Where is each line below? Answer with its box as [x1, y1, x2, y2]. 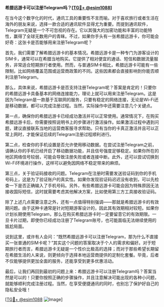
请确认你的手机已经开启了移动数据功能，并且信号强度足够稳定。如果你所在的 [5, 148, 159, 153]
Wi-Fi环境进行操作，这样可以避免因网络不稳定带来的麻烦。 [5, 160, 123, 166]
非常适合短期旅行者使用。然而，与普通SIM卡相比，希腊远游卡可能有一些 [13, 62, 159, 68]
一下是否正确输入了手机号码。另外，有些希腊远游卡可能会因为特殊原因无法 [9, 183, 159, 188]
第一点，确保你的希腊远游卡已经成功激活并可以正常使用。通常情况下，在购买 [5, 113, 159, 119]
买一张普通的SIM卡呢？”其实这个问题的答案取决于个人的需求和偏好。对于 [5, 240, 152, 246]
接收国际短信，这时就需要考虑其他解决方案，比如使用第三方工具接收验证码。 [5, 189, 159, 194]
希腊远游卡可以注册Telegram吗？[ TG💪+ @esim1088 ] [5, 5, 112, 10]
